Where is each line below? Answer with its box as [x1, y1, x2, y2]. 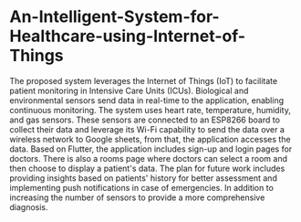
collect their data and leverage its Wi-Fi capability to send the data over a [9, 123, 285, 134]
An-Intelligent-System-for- [9, 6, 221, 27]
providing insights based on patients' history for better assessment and [9, 172, 278, 184]
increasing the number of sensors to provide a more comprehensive [9, 192, 265, 203]
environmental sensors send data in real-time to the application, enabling [9, 94, 285, 106]
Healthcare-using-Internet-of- [9, 26, 246, 47]
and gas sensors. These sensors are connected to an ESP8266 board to [9, 114, 281, 125]
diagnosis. [9, 201, 48, 212]
